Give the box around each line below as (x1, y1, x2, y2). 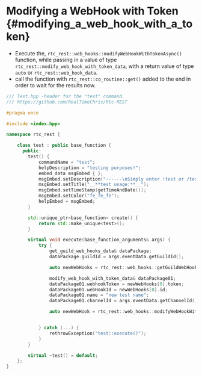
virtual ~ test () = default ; (28, 352, 98, 359)
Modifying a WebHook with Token (6, 4, 179, 18)
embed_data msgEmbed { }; (38, 170, 103, 176)
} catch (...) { (38, 325, 79, 331)
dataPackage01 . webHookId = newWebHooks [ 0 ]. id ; (49, 287, 168, 293)
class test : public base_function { (17, 143, 112, 149)
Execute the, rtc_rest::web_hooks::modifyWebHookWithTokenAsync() (14, 49, 182, 57)
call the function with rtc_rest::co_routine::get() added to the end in (14, 75, 191, 82)
